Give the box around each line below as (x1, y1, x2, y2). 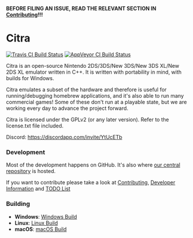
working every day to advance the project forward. (6, 105, 129, 112)
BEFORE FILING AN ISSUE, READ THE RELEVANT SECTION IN (6, 5, 157, 12)
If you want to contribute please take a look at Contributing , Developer (6, 179, 175, 186)
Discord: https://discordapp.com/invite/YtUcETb (6, 133, 123, 140)
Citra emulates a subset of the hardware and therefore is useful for (6, 86, 167, 93)
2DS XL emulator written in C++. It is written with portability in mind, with (6, 68, 182, 75)
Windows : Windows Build (14, 213, 77, 220)
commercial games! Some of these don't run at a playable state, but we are (6, 98, 187, 105)
